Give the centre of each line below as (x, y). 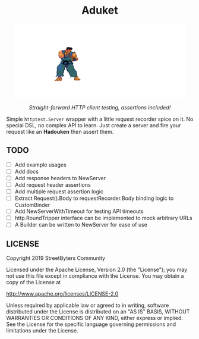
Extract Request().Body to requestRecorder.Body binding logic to (94, 198)
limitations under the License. (42, 331)
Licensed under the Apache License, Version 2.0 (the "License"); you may (97, 270)
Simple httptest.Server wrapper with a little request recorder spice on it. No (100, 119)
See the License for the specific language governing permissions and (91, 324)
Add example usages (40, 165)
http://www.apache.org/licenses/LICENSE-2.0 (62, 294)
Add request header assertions (53, 184)
